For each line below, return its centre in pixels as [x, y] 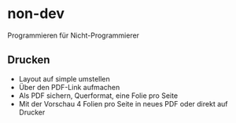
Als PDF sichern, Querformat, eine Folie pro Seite [98, 96]
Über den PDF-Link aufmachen [69, 87]
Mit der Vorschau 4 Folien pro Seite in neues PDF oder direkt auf [123, 103]
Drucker [32, 112]
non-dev [36, 14]
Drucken [29, 60]
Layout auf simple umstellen [65, 78]
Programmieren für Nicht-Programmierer [73, 35]
